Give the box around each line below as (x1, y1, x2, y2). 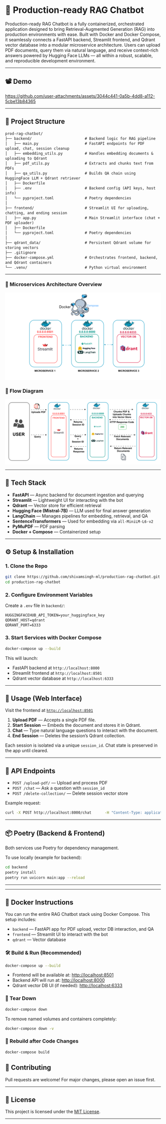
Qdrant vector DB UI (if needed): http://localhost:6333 (12, 983, 123, 989)
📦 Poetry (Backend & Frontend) (5, 829, 105, 837)
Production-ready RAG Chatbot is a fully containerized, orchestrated (5, 21, 144, 27)
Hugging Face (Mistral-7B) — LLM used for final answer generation (12, 508, 151, 514)
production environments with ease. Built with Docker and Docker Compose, (5, 31, 161, 37)
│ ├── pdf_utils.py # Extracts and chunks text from (5, 161, 154, 166)
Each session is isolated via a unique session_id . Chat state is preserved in (5, 742, 158, 748)
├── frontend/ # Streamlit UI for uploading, (5, 205, 149, 210)
